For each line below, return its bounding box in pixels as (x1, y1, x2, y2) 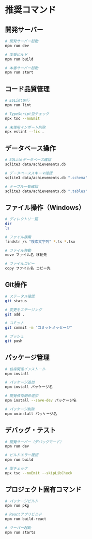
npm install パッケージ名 (5, 384, 53, 389)
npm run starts (5, 530, 36, 535)
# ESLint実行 (5, 98, 30, 103)
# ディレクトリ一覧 (5, 217, 38, 222)
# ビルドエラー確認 (5, 453, 39, 458)
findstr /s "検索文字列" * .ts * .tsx (5, 239, 76, 244)
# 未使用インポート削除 (5, 125, 46, 130)
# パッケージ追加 (5, 380, 35, 385)
